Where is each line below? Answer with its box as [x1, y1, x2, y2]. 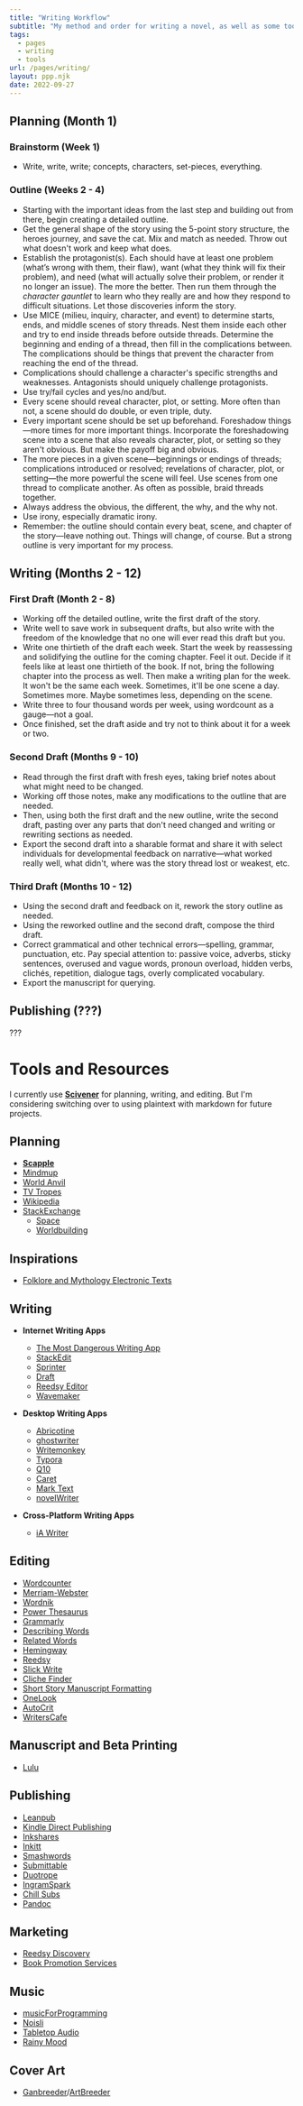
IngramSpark [22, 1879, 71, 1890]
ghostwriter [35, 1435, 79, 1446]
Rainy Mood [22, 2037, 68, 2047]
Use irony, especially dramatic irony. [22, 510, 158, 521]
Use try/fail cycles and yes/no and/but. [22, 386, 167, 397]
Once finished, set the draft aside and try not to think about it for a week [22, 719, 291, 730]
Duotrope [22, 1869, 59, 1881]
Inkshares [22, 1831, 60, 1842]
